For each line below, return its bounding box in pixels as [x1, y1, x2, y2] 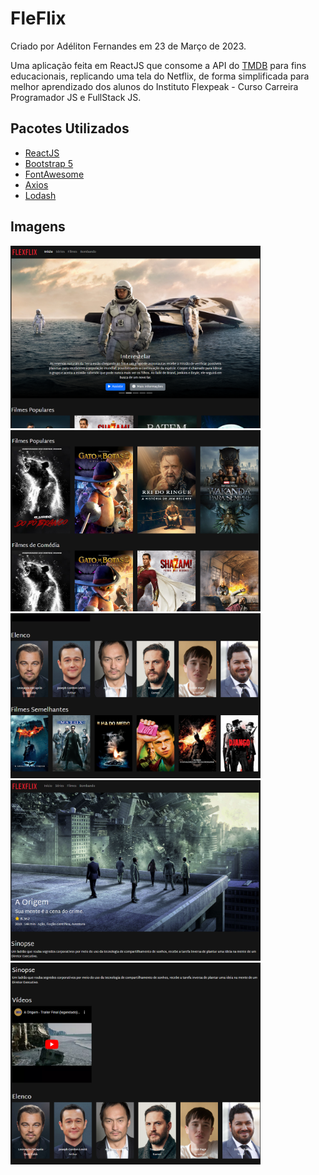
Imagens [10, 218, 66, 236]
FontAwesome [24, 168, 85, 180]
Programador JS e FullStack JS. [10, 91, 142, 103]
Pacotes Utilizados [10, 120, 130, 137]
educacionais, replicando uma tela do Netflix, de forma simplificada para [10, 70, 310, 82]
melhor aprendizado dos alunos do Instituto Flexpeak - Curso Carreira [10, 80, 299, 92]
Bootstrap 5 [24, 157, 74, 169]
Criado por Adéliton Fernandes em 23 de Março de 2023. [10, 40, 247, 52]
